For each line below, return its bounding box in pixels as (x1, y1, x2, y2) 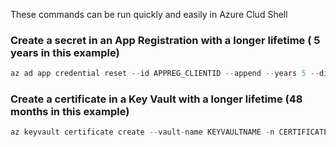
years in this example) (10, 45, 120, 59)
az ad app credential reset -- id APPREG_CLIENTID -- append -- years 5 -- (10, 69, 320, 79)
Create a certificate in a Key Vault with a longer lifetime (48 (10, 92, 303, 106)
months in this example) (10, 105, 130, 119)
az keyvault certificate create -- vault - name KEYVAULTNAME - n (10, 127, 275, 138)
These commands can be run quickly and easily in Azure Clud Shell (10, 9, 288, 20)
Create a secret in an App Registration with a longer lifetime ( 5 (10, 33, 321, 47)
